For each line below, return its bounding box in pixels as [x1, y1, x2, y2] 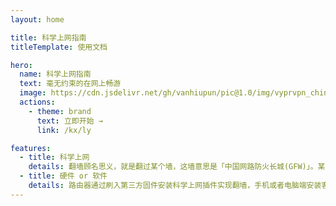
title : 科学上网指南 [10, 32, 87, 43]
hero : [10, 60, 33, 70]
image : [19, 88, 47, 98]
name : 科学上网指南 [19, 69, 92, 80]
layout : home [10, 14, 65, 25]
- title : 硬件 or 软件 [19, 171, 108, 181]
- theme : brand [28, 106, 92, 116]
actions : [19, 97, 56, 107]
